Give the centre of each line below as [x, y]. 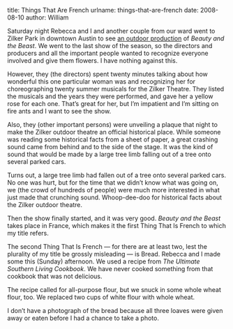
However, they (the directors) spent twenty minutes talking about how [107, 74]
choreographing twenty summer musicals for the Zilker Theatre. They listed [116, 89]
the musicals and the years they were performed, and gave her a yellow [111, 96]
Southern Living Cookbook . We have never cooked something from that [110, 269]
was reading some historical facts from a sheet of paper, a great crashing [113, 139]
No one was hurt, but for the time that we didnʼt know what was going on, [113, 183]
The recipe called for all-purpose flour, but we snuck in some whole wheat [114, 290]
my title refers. [28, 233]
